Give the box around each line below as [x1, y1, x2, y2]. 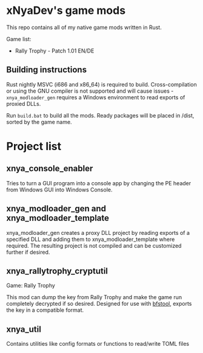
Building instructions [6, 65, 87, 75]
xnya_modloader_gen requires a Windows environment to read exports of [6, 93, 185, 101]
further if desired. [6, 248, 50, 256]
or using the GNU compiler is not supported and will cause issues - [6, 87, 174, 94]
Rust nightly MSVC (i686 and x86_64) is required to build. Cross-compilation [6, 81, 197, 88]
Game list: [6, 35, 32, 42]
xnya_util [6, 324, 41, 334]
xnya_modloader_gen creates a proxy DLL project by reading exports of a [6, 229, 190, 236]
